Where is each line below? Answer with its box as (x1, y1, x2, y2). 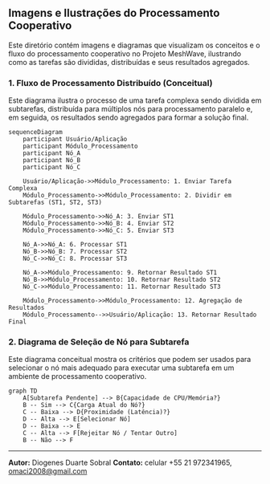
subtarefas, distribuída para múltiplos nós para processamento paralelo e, (8, 104, 253, 114)
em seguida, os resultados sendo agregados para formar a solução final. (8, 112, 249, 123)
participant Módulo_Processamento (22, 142, 138, 151)
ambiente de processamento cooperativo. (8, 372, 147, 381)
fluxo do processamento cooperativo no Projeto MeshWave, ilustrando (8, 48, 242, 59)
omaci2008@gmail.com (8, 466, 88, 476)
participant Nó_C (22, 164, 81, 172)
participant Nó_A (22, 149, 81, 157)
